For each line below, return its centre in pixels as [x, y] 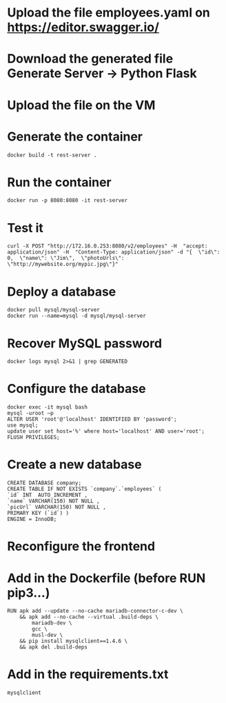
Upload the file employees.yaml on [109, 13]
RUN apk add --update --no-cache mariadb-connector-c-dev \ [95, 611]
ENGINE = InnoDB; [32, 519]
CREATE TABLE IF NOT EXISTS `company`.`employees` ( [84, 489]
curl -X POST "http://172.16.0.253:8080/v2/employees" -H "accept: [107, 246]
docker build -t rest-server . [52, 155]
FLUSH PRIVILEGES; [33, 438]
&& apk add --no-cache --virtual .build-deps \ [89, 617]
